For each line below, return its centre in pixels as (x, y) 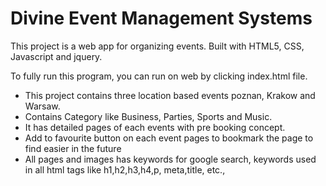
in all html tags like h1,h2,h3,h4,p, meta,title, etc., (125, 169)
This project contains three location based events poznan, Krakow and (170, 95)
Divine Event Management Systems (161, 18)
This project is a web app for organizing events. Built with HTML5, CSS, (157, 46)
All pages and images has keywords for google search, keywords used (170, 159)
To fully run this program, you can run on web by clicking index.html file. (159, 76)
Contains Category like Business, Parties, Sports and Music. (148, 116)
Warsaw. (42, 106)
